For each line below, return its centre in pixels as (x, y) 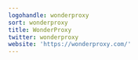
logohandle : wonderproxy (49, 15)
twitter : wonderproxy (44, 37)
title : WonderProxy (40, 30)
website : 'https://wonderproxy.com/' (70, 44)
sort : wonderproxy (38, 23)
